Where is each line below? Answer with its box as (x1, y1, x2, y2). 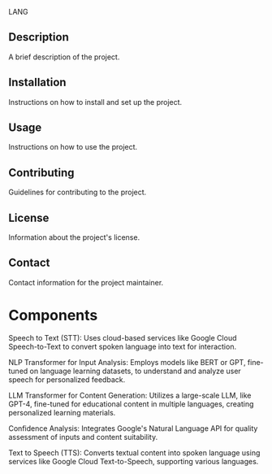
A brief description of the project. (8, 52, 120, 62)
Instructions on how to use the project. (8, 142, 138, 152)
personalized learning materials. (8, 407, 116, 417)
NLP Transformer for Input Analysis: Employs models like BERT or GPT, (8, 357, 246, 367)
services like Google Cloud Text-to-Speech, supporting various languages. (8, 456, 259, 466)
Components (8, 307, 98, 324)
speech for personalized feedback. (8, 374, 126, 385)
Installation (8, 76, 67, 89)
